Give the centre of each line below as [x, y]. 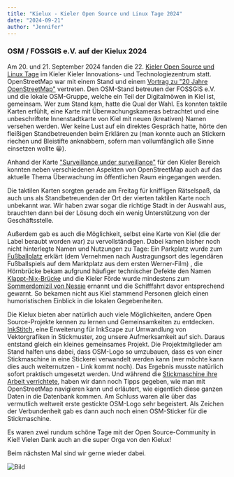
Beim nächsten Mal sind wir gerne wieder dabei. [77, 453]
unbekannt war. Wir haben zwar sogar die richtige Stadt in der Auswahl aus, [117, 205]
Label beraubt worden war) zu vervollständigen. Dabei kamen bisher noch [114, 241]
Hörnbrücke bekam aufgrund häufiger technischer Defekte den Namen [109, 271]
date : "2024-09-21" [36, 20]
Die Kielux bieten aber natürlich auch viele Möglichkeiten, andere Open [109, 314]
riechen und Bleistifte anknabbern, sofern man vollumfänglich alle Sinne [111, 141]
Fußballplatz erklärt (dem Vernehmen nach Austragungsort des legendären [115, 256]
